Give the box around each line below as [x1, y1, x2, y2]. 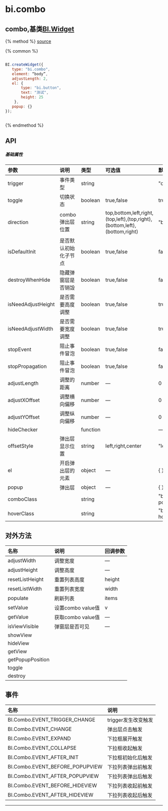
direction [7, 219, 29, 226]
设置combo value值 [54, 604, 100, 611]
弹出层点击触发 [107, 726, 142, 733]
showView [7, 632, 32, 639]
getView [7, 648, 27, 655]
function [80, 426, 101, 433]
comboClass [7, 495, 37, 502]
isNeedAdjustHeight [7, 301, 55, 308]
